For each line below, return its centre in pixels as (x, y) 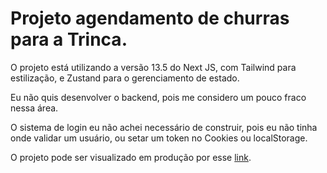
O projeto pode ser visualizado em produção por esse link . (131, 157)
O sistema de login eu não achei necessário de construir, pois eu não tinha (164, 127)
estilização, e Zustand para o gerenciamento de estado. (125, 78)
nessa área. (34, 108)
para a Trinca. (69, 39)
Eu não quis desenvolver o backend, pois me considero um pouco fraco (158, 97)
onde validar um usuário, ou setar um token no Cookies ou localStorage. (159, 138)
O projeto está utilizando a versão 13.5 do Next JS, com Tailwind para (153, 67)
